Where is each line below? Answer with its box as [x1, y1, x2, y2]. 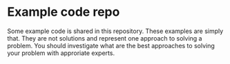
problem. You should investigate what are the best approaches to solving [7, 41, 215, 50]
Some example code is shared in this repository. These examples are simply [7, 27, 224, 35]
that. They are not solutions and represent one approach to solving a [7, 34, 202, 42]
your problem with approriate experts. [7, 49, 115, 57]
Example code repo [7, 4, 120, 20]
